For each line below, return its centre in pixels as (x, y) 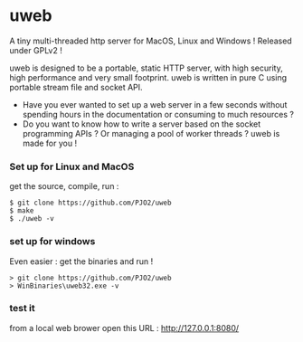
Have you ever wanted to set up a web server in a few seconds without (155, 104)
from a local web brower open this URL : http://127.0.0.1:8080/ (124, 328)
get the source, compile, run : (64, 186)
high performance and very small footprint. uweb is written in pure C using (148, 77)
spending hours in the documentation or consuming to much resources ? (158, 114)
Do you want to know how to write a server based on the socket (142, 124)
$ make (22, 211)
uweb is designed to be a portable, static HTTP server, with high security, (146, 68)
